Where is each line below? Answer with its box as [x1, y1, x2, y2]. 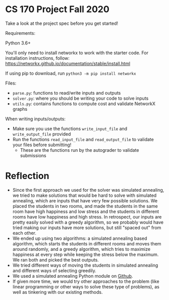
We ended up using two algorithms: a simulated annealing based [12, 235, 147, 241]
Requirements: [5, 30, 35, 36]
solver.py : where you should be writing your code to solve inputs [12, 95, 149, 101]
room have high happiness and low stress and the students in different [12, 208, 159, 215]
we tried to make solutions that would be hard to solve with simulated [12, 192, 157, 198]
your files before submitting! [12, 142, 72, 148]
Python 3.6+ [5, 39, 31, 46]
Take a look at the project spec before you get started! [5, 20, 119, 26]
